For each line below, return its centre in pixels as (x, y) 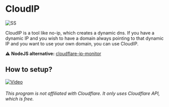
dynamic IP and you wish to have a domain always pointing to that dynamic (84, 38)
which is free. (20, 99)
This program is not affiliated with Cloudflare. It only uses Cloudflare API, (83, 93)
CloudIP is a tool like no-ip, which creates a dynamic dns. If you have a (80, 33)
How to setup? (29, 70)
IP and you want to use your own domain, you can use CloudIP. (72, 43)
